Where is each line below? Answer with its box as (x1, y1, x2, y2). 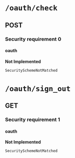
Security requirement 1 (5, 116, 60, 123)
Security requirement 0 (5, 36, 62, 42)
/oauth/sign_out (5, 84, 71, 93)
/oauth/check (5, 3, 57, 13)
